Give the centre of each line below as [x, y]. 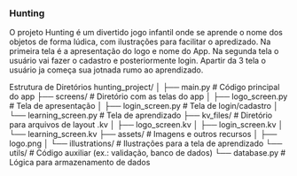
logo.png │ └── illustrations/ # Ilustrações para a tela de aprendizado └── [146, 143]
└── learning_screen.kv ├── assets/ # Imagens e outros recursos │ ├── [143, 134]
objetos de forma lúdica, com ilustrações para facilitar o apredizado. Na [140, 42]
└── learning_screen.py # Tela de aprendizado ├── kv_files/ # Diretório [141, 115]
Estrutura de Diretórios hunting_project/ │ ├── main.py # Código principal [145, 88]
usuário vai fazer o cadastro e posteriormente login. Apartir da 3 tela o [137, 61]
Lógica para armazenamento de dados [80, 163]
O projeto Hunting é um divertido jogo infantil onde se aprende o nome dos [146, 33]
